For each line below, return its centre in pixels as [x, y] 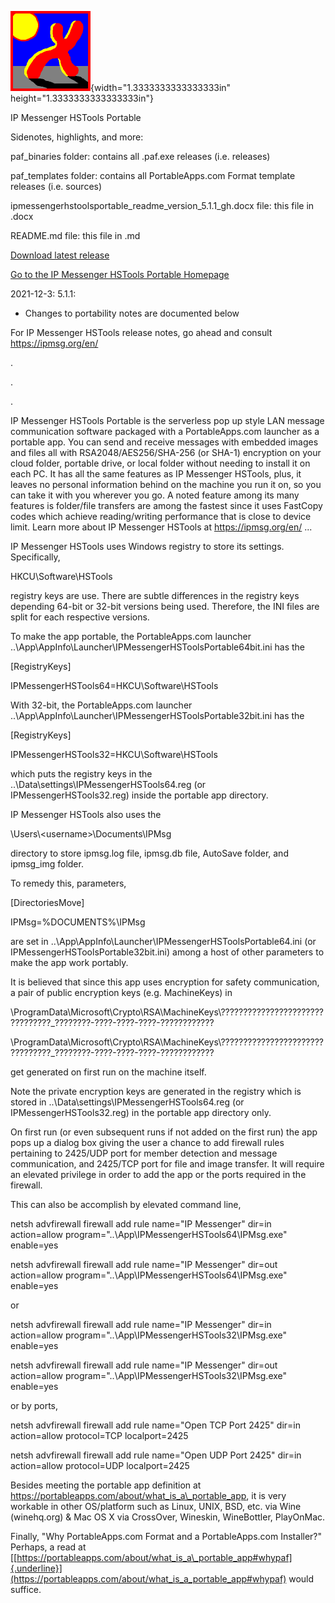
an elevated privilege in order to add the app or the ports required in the [158, 1174]
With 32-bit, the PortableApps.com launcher [101, 705]
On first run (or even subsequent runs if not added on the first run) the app [164, 1132]
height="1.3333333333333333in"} [82, 98]
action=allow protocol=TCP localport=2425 [99, 1435]
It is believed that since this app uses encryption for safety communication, [165, 982]
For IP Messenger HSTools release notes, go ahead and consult [141, 332]
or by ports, [34, 1405]
